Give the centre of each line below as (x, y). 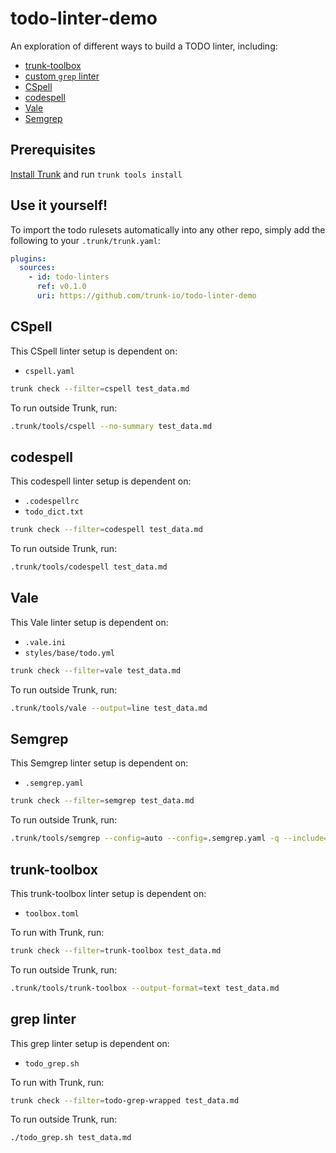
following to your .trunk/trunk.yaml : (85, 240)
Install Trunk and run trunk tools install (96, 174)
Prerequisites (53, 150)
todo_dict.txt (54, 512)
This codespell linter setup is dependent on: (101, 481)
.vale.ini (45, 642)
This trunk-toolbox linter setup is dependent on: (108, 893)
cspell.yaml (49, 371)
